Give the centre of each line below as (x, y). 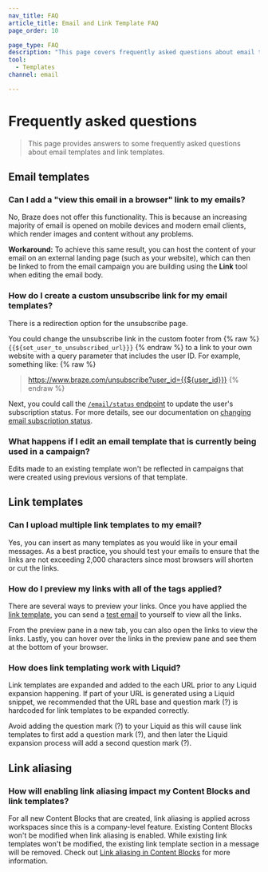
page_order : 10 (33, 30)
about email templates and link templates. (96, 152)
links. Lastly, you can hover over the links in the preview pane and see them (132, 638)
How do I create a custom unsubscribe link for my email (118, 296)
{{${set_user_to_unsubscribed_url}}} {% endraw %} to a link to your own (130, 347)
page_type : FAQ (33, 45)
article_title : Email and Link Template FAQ (83, 23)
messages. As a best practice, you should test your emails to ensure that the (134, 551)
